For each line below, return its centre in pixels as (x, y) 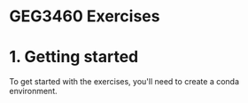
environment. (33, 91)
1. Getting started (74, 57)
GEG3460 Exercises (85, 16)
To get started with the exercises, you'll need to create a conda (124, 82)
